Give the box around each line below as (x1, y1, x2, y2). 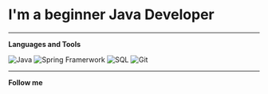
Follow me (8, 77, 43, 87)
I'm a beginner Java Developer (8, 6, 215, 24)
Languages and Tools (8, 39, 81, 49)
